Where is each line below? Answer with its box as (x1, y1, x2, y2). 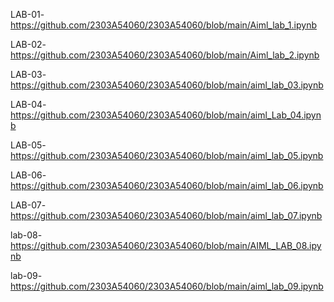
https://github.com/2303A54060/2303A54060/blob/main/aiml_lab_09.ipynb (10, 280, 324, 292)
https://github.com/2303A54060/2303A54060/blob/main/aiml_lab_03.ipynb (10, 79, 324, 91)
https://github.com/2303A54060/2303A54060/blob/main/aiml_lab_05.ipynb (10, 150, 324, 161)
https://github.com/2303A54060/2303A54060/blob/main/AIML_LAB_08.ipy (10, 240, 322, 251)
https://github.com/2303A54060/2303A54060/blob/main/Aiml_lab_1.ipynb (10, 19, 317, 31)
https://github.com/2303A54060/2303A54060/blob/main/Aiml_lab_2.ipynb (10, 49, 320, 61)
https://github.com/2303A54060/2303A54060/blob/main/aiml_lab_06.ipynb (10, 180, 324, 191)
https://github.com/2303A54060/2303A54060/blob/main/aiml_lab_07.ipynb (10, 210, 323, 221)
